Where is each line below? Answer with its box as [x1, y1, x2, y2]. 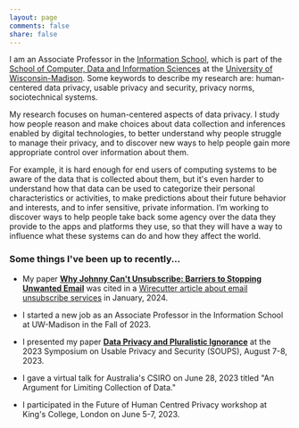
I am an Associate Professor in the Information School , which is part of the [9, 54, 283, 65]
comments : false [9, 21, 70, 30]
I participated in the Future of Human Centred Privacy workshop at [21, 399, 268, 410]
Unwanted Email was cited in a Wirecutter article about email [21, 283, 248, 293]
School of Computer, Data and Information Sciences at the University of [9, 63, 273, 74]
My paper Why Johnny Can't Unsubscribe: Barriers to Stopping [21, 273, 262, 284]
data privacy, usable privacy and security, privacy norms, [44, 82, 255, 94]
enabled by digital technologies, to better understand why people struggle [9, 128, 282, 139]
